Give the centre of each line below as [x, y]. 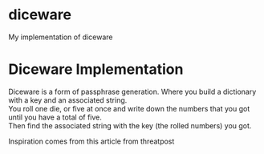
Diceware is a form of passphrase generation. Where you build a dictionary [132, 91]
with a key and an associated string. [68, 100]
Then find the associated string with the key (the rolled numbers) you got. [130, 125]
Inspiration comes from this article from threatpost [91, 141]
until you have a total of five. [55, 117]
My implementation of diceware [61, 37]
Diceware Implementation [96, 69]
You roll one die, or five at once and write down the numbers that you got [129, 108]
